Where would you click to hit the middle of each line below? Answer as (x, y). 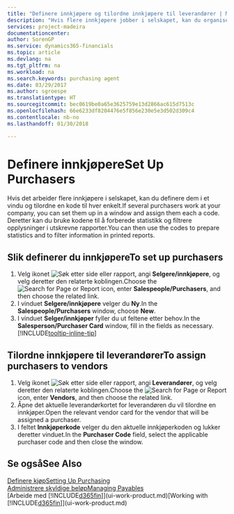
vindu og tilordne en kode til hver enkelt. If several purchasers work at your (114, 205)
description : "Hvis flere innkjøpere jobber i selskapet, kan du (104, 20)
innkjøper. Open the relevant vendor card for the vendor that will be (113, 412)
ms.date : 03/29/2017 (37, 85)
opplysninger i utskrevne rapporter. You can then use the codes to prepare (114, 228)
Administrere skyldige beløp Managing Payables (76, 488)
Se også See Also (45, 464)
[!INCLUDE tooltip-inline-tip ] (57, 333)
